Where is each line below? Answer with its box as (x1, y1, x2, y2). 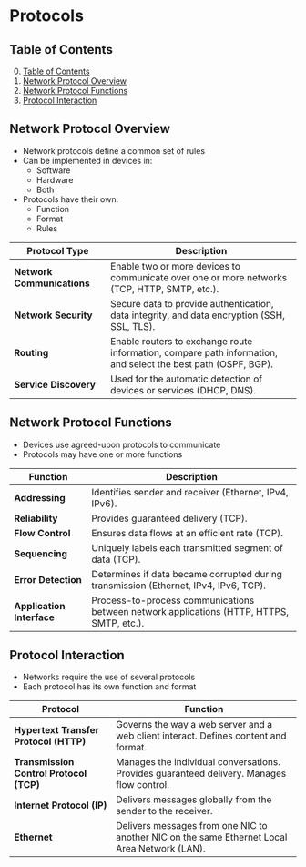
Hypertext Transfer (14, 724, 100, 737)
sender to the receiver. (116, 805, 213, 818)
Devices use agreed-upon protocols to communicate (22, 439, 221, 450)
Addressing (14, 491, 66, 504)
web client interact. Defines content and (116, 729, 287, 742)
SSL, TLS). (110, 320, 156, 332)
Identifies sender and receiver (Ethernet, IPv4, (91, 485, 289, 498)
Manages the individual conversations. (116, 756, 280, 769)
